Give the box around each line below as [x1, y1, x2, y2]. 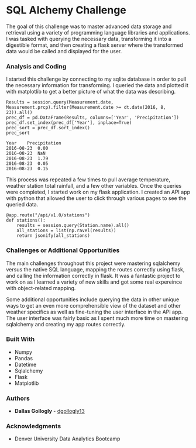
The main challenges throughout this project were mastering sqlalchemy [6, 260, 181, 267]
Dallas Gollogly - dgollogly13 [14, 408, 85, 415]
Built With [6, 335, 35, 343]
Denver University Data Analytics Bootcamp [14, 435, 121, 442]
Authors [6, 394, 30, 402]
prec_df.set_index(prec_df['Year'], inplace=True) [6, 120, 132, 126]
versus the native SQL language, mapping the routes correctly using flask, [6, 266, 185, 273]
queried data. [6, 201, 39, 208]
